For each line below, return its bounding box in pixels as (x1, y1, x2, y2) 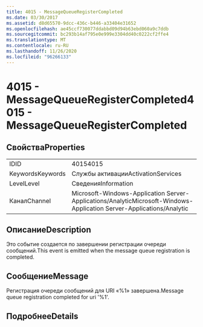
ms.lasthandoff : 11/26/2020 (6, 48, 77, 54)
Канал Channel (9, 196, 51, 205)
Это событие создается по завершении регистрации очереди (6, 241, 166, 248)
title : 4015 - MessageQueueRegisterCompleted (6, 8, 123, 15)
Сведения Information (71, 179, 134, 187)
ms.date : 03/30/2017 (6, 15, 59, 21)
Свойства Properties (6, 143, 86, 153)
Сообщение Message (6, 271, 89, 281)
